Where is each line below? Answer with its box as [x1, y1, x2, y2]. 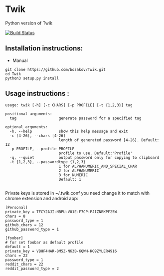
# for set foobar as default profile [5, 240, 84, 245]
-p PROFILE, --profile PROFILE [9, 146, 75, 151]
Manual [12, 57, 28, 63]
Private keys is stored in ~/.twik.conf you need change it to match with [5, 190, 150, 196]
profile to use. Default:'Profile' [58, 151, 133, 156]
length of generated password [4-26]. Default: [58, 137, 160, 143]
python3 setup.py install [5, 76, 59, 81]
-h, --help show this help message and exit [9, 129, 128, 134]
